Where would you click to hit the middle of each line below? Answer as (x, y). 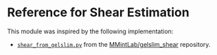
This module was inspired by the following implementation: (90, 31)
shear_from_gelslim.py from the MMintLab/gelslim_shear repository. (114, 44)
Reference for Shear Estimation (99, 13)
